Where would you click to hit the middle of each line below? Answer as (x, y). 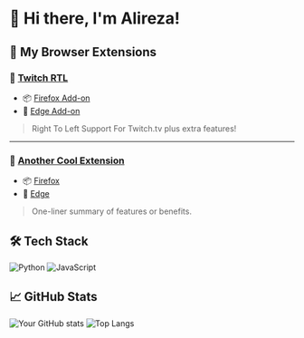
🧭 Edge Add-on (51, 111)
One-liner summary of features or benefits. (112, 211)
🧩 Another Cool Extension (67, 160)
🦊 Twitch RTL (39, 78)
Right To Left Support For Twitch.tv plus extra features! (134, 128)
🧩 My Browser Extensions (83, 52)
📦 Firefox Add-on (56, 98)
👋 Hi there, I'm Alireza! (95, 19)
